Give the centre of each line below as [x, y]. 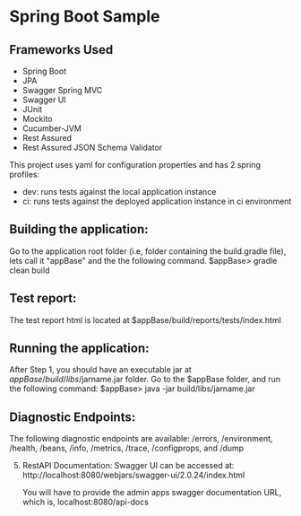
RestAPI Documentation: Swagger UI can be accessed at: [128, 466]
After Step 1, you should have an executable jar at [101, 370]
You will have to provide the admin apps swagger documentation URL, [152, 493]
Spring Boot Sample [85, 17]
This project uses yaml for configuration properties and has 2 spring [135, 165]
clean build [30, 270]
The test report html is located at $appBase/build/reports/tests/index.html [146, 319]
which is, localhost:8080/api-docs [86, 502]
